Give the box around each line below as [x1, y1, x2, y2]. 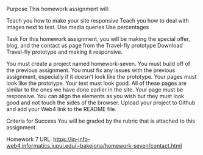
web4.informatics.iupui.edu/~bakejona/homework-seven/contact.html [6, 142, 182, 149]
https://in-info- [52, 135, 90, 143]
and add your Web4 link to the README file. [6, 106, 117, 112]
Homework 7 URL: [6, 135, 52, 143]
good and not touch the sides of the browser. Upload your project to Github [6, 99, 196, 106]
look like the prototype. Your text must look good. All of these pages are [6, 79, 187, 87]
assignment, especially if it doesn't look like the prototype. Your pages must [6, 73, 197, 80]
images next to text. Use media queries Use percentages [6, 24, 149, 31]
